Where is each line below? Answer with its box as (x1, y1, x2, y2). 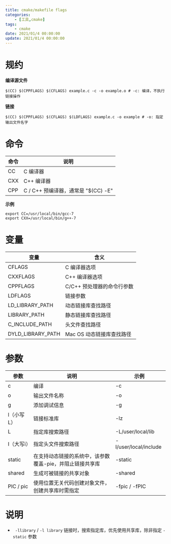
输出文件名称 (33, 392, 65, 399)
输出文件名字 (5, 120, 28, 125)
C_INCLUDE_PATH (8, 320, 52, 328)
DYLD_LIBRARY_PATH (8, 330, 61, 337)
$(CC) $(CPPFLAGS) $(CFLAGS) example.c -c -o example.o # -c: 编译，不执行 (5, 88, 165, 93)
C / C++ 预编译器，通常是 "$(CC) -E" (23, 187, 113, 194)
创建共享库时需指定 (33, 487, 80, 494)
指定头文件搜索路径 (33, 440, 80, 447)
